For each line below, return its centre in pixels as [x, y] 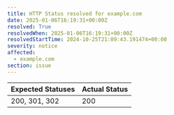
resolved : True [29, 26]
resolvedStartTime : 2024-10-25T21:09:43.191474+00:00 [87, 40]
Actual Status [104, 89]
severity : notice [32, 46]
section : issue [29, 66]
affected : [22, 53]
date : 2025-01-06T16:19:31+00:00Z [58, 20]
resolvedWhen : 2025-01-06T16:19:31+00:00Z [70, 33]
